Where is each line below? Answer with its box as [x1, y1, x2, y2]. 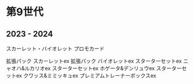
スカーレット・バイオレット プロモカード [6, 45, 105, 52]
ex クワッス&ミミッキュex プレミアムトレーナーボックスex [16, 72, 156, 79]
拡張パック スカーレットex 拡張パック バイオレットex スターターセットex [6, 58, 182, 64]
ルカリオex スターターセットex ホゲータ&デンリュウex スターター [24, 65, 182, 72]
